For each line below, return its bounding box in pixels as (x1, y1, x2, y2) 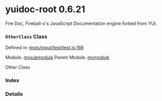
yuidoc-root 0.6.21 (5, 4, 85, 15)
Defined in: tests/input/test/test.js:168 (5, 45, 84, 51)
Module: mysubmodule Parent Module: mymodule (5, 54, 110, 60)
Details (5, 90, 23, 97)
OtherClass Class (5, 33, 47, 40)
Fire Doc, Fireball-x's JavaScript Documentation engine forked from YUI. (5, 20, 157, 26)
